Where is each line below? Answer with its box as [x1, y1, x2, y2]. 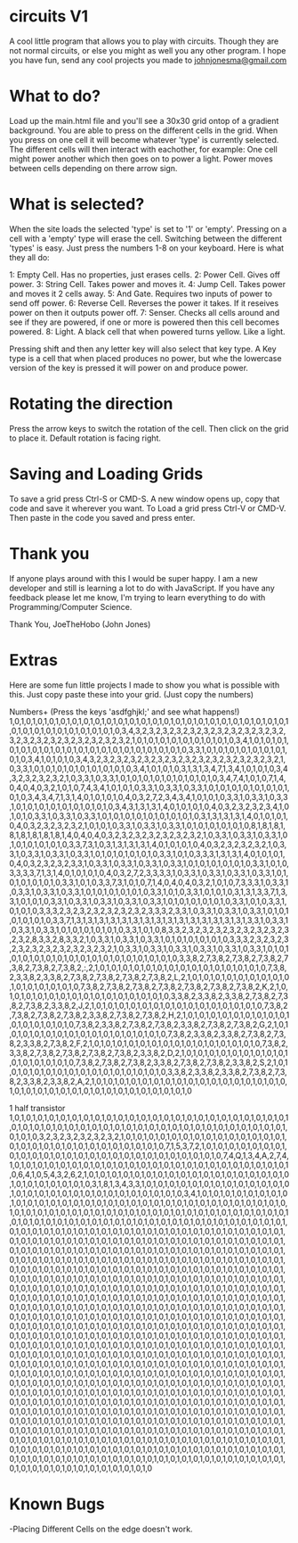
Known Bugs [9, 1494, 105, 1514]
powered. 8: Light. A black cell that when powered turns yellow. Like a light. [9, 326, 286, 336]
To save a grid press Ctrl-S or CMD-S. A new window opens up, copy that [9, 493, 280, 504]
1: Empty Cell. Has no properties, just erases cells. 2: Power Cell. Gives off [9, 269, 281, 280]
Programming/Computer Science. [9, 601, 133, 612]
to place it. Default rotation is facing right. [9, 433, 162, 443]
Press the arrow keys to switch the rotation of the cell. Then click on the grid [9, 423, 289, 433]
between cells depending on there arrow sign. [9, 162, 178, 173]
